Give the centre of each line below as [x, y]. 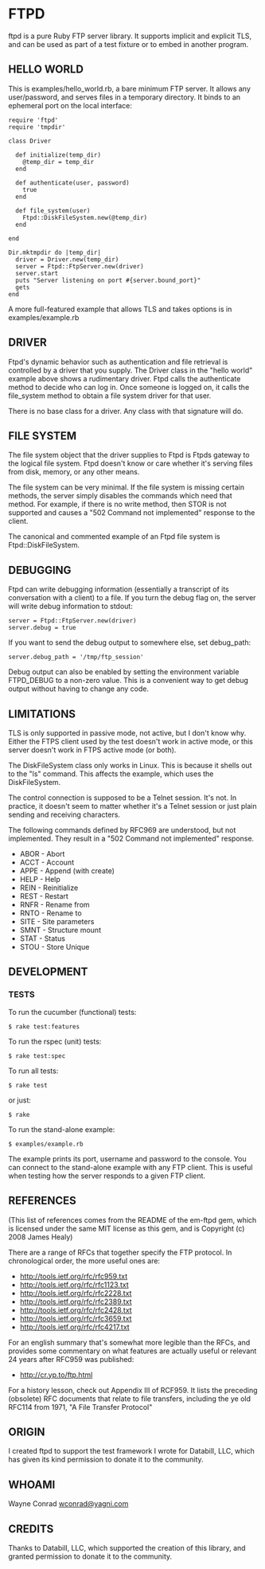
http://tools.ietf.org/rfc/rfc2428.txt [76, 1309]
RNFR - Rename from [55, 905]
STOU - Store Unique [55, 947]
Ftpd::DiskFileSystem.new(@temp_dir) [85, 217]
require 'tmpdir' [37, 127]
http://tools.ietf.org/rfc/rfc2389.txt [76, 1302]
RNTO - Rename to [51, 913]
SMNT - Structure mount [60, 930]
